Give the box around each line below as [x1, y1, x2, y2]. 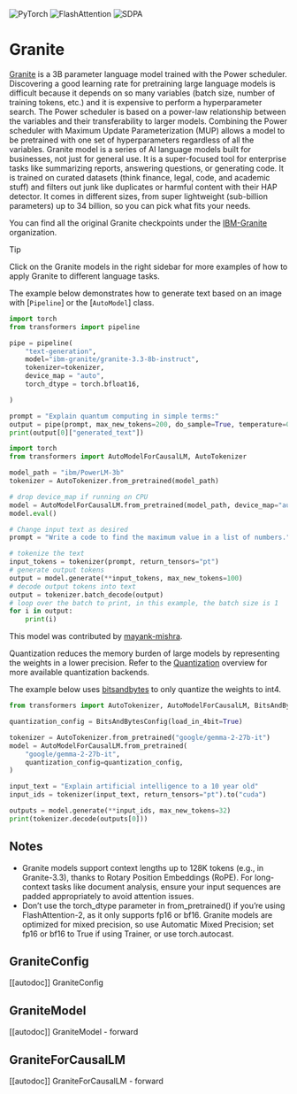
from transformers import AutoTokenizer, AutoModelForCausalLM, [9, 701, 251, 711]
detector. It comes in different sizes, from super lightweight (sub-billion [9, 190, 268, 202]
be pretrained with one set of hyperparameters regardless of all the [9, 135, 255, 145]
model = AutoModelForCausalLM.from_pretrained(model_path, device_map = [9, 500, 278, 510]
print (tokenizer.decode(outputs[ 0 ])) [9, 814, 148, 823]
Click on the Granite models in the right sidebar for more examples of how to [9, 261, 288, 272]
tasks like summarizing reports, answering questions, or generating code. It [9, 163, 285, 173]
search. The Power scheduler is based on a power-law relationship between [9, 106, 286, 117]
